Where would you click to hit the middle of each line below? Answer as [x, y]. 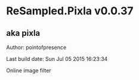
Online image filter [29, 70]
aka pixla [23, 33]
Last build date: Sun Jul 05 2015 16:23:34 [57, 59]
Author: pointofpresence [36, 47]
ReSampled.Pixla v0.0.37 [70, 11]
